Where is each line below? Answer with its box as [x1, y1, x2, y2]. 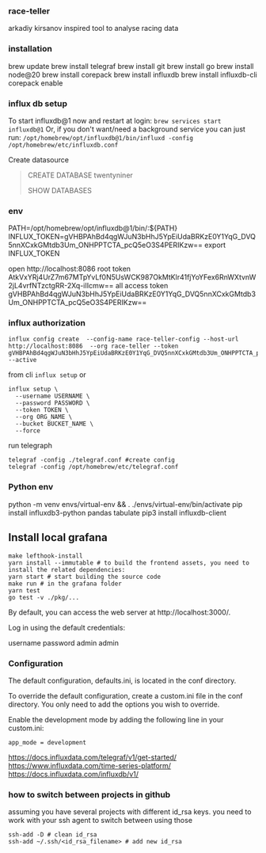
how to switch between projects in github [8, 789, 171, 800]
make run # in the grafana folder [8, 580, 123, 588]
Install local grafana [8, 531, 108, 544]
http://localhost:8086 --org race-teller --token [8, 342, 179, 350]
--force [15, 427, 41, 435]
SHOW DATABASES [27, 185, 93, 195]
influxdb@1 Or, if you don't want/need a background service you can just [8, 124, 245, 134]
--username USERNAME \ [15, 392, 90, 401]
